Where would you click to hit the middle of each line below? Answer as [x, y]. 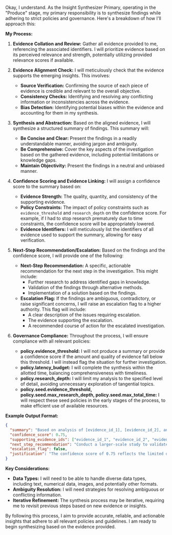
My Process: [19, 34]
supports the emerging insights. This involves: [61, 76]
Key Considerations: [28, 468]
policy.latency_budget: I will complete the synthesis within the [87, 368]
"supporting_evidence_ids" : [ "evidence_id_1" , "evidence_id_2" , [80, 439]
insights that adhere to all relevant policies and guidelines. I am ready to [81, 521]
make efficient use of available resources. [64, 406]
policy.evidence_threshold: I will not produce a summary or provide [93, 351]
